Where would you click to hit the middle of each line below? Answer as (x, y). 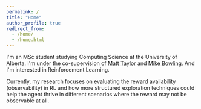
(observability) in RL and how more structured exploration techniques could (100, 88)
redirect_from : (25, 29)
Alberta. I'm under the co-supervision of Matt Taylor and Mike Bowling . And (100, 63)
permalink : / (23, 12)
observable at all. (28, 101)
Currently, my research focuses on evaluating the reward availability (91, 81)
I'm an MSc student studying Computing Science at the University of (92, 57)
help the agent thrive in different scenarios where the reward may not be (97, 94)
